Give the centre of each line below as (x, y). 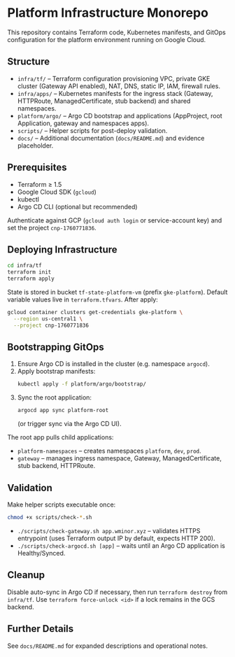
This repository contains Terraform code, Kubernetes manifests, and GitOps (116, 32)
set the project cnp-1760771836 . (52, 227)
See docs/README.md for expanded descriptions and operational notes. (108, 646)
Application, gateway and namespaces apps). (83, 123)
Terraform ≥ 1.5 (40, 184)
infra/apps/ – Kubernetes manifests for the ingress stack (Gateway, (115, 93)
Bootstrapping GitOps (56, 347)
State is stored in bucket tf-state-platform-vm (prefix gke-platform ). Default (117, 292)
